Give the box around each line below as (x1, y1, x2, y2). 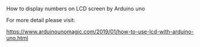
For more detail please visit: (6, 17, 76, 23)
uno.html (6, 35, 28, 41)
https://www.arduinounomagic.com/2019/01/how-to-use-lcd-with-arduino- (6, 28, 194, 35)
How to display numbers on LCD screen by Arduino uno (6, 5, 145, 12)
